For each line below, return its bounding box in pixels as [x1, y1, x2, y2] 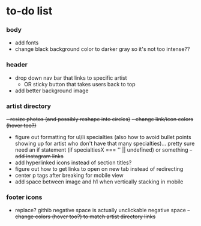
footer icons [6, 193, 43, 201]
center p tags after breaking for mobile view [14, 172, 124, 179]
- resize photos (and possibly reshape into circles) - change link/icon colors [6, 116, 194, 123]
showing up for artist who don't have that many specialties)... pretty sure [14, 140, 195, 147]
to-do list [6, 4, 53, 18]
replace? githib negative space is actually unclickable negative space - [14, 207, 190, 214]
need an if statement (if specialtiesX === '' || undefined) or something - [14, 146, 193, 153]
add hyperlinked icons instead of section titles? [14, 159, 132, 166]
